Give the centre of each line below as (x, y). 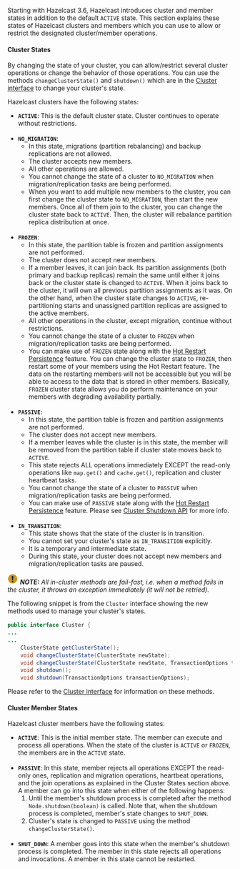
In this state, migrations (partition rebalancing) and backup (115, 147)
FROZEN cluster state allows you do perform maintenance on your (123, 389)
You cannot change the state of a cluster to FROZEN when (111, 336)
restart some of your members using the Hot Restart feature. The (124, 367)
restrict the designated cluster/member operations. (82, 33)
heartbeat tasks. (52, 480)
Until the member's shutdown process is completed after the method (130, 798)
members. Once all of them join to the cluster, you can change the (125, 207)
